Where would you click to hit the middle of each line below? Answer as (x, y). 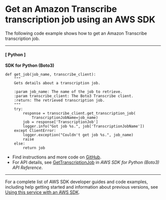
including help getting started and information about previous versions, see (82, 187)
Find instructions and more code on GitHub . (57, 157)
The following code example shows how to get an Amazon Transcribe (76, 33)
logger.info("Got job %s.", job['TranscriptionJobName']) (84, 126)
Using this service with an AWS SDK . (42, 192)
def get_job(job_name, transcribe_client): (51, 75)
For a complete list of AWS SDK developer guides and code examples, (77, 182)
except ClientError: (35, 131)
